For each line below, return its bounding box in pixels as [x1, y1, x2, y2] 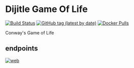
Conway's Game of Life [5, 29, 54, 35]
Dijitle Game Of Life [5, 3, 88, 15]
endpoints [5, 44, 38, 53]
